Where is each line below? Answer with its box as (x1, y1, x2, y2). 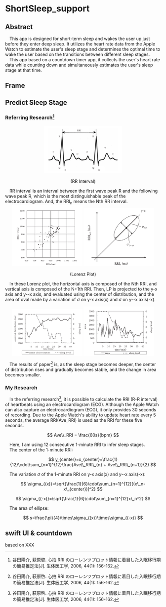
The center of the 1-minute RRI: (9, 446, 73, 452)
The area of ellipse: (9, 505, 49, 511)
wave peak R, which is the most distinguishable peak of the (5, 193, 126, 199)
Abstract (5, 23, 33, 31)
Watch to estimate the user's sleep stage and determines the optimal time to (5, 46, 161, 52)
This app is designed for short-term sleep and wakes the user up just (9, 36, 150, 41)
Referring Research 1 (5, 113, 55, 121)
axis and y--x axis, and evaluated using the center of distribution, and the (5, 291, 154, 297)
